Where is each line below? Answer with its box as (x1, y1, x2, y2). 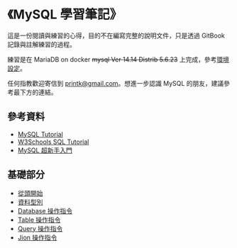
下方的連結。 (19, 88, 57, 96)
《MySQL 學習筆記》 (7, 6, 123, 23)
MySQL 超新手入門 (17, 146, 72, 154)
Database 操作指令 (17, 206, 73, 215)
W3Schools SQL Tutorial (17, 137, 89, 146)
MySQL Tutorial (17, 130, 64, 138)
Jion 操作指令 (17, 233, 57, 242)
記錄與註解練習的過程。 (7, 40, 76, 48)
